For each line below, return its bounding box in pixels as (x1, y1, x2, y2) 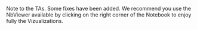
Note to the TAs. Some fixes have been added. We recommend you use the (6, 5, 191, 12)
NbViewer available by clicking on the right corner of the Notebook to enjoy (6, 11, 192, 18)
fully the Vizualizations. (6, 18, 64, 24)
